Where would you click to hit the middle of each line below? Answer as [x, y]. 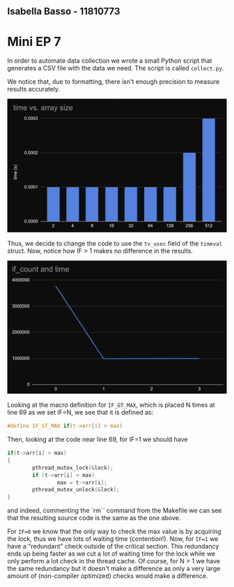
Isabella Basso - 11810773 [64, 12]
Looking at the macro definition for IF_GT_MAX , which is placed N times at [111, 405]
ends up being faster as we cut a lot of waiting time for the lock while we [111, 553]
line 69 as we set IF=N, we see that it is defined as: [80, 413]
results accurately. [34, 89]
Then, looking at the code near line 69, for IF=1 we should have [97, 439]
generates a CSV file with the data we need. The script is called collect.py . [116, 68]
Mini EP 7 [34, 42]
